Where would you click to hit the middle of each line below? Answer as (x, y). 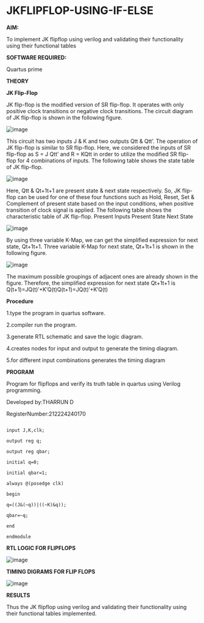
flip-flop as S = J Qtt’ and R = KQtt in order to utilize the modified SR (92, 154)
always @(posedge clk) (35, 483)
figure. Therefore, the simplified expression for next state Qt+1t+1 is (91, 283)
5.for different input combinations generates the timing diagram (86, 360)
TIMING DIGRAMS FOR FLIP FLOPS (51, 571)
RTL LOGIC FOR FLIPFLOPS (41, 548)
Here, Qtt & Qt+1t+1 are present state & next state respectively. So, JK (93, 190)
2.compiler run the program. (42, 325)
